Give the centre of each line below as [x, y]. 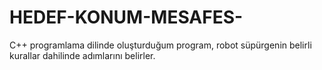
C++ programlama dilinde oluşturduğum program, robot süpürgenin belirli [160, 45]
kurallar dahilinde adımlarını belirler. [82, 55]
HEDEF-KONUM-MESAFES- [126, 17]
